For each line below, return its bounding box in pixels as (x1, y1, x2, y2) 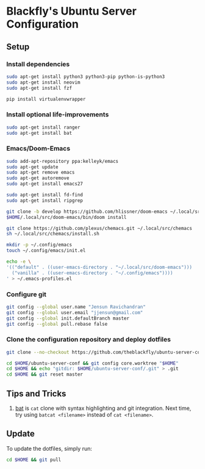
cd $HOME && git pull (6, 456, 62, 463)
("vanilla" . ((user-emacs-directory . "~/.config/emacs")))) (12, 270, 173, 276)
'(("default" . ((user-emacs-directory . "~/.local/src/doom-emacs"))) (6, 264, 192, 270)
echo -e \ (6, 259, 32, 265)
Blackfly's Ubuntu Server (6, 4, 137, 18)
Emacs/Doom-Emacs (6, 145, 71, 153)
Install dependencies (6, 60, 70, 68)
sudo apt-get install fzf (6, 85, 72, 91)
